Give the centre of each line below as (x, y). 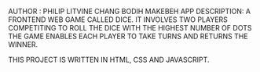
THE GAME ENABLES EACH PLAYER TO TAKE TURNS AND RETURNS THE (128, 36)
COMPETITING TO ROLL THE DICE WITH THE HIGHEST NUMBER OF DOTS (130, 28)
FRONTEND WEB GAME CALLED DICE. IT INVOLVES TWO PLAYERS (118, 20)
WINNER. (23, 45)
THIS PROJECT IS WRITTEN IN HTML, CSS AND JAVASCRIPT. (109, 59)
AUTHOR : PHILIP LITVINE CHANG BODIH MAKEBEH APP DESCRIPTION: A (130, 11)
